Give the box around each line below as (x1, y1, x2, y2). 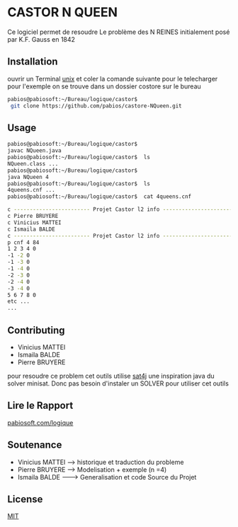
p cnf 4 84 (7, 238, 40, 246)
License (7, 493, 43, 506)
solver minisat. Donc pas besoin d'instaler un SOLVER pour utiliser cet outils (7, 379, 229, 388)
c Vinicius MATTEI (7, 219, 62, 226)
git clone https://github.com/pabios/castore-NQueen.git (10, 102, 182, 110)
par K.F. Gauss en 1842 (7, 35, 76, 43)
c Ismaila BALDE (7, 226, 55, 233)
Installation (7, 56, 58, 68)
